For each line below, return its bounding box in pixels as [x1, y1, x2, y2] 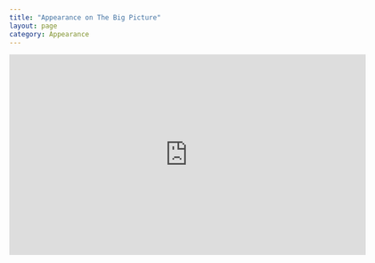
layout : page [9, 21, 58, 30]
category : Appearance [9, 29, 90, 38]
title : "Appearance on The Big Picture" [9, 12, 162, 22]
